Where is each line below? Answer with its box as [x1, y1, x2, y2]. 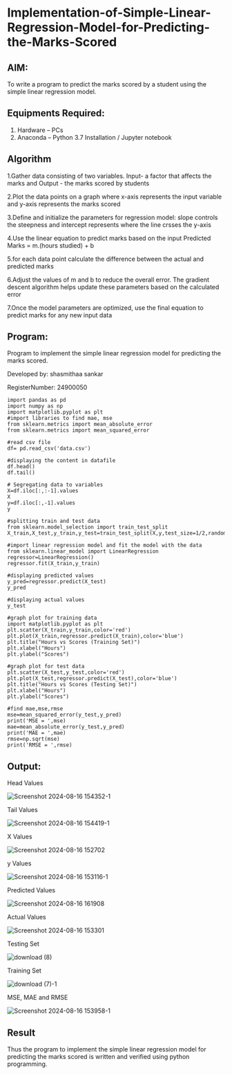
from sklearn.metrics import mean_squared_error [7, 427, 150, 434]
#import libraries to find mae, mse [7, 415, 113, 422]
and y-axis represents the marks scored [7, 199, 121, 208]
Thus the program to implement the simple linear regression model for [7, 1045, 206, 1054]
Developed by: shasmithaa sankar [7, 370, 104, 378]
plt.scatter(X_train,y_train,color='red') [7, 627, 131, 634]
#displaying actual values [7, 596, 85, 603]
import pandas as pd [7, 396, 67, 404]
